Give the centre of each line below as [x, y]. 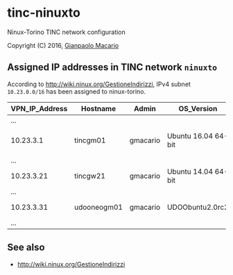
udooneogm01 [98, 207]
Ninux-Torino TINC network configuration [67, 32]
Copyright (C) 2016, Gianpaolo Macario [63, 45]
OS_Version [198, 108]
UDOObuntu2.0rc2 [198, 207]
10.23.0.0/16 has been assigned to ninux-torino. [77, 91]
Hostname [98, 108]
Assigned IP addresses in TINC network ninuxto [112, 67]
